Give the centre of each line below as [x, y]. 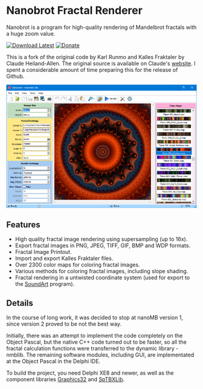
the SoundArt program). [45, 284]
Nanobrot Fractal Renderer [75, 11]
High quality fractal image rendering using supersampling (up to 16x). [101, 239]
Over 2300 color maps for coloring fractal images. [77, 265]
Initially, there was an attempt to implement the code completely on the [95, 336]
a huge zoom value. [31, 33]
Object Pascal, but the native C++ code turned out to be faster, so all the [97, 342]
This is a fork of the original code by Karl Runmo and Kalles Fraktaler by [95, 57]
